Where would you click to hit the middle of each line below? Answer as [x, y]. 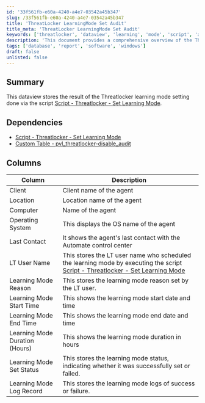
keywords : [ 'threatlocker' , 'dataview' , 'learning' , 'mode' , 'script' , [99, 35]
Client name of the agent [98, 191]
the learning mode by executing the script [122, 263]
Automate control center [97, 245]
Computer [24, 210]
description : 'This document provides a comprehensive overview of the [99, 40]
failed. [71, 374]
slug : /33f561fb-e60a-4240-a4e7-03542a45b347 [65, 18]
